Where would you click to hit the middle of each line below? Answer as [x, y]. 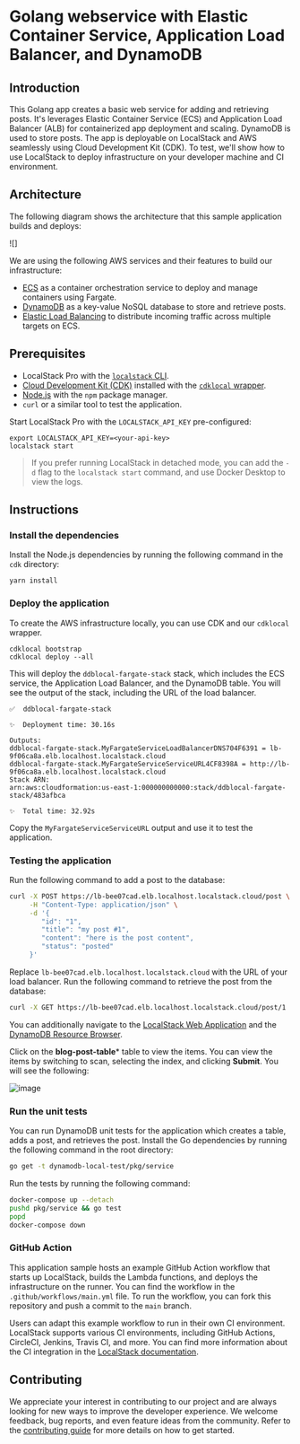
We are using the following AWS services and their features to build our [141, 260]
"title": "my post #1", [86, 930]
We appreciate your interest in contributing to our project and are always [143, 1401]
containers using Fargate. [69, 297]
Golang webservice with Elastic [129, 17]
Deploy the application [60, 603]
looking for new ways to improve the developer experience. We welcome [144, 1411]
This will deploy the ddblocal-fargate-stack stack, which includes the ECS [147, 673]
